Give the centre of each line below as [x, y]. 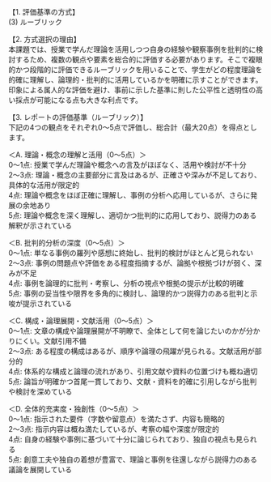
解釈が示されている [40, 226]
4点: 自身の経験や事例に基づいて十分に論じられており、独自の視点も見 [126, 439]
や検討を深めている [40, 392]
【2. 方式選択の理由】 [44, 39]
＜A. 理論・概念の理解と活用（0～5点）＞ [78, 155]
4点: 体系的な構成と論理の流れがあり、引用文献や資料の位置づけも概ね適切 [133, 371]
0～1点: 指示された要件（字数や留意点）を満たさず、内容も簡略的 [116, 419]
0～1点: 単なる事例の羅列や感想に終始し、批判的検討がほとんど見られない [131, 253]
